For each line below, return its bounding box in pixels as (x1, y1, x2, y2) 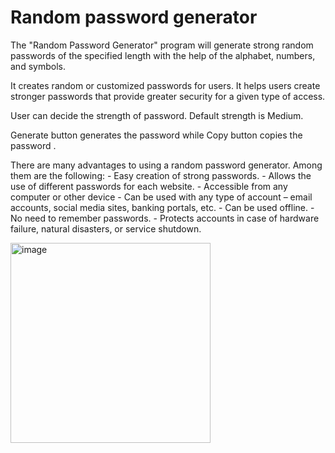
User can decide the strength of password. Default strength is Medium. (10, 109, 304, 121)
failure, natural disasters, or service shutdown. (10, 222, 202, 235)
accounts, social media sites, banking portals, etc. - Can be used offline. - (10, 201, 315, 213)
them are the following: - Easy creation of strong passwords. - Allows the (10, 169, 312, 181)
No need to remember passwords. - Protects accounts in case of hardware (10, 212, 320, 224)
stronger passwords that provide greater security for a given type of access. (10, 90, 326, 102)
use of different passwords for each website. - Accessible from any (10, 180, 288, 192)
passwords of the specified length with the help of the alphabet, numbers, (10, 49, 316, 61)
